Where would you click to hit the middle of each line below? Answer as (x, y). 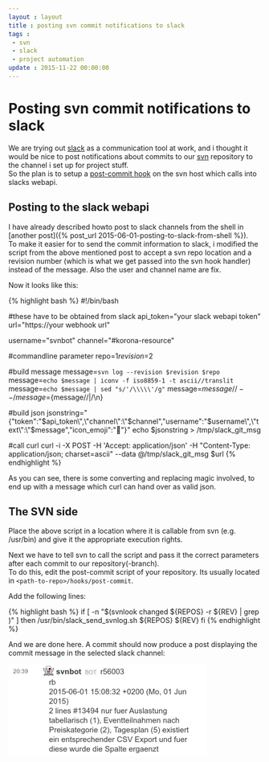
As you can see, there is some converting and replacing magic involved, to (132, 477)
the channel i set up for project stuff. (69, 165)
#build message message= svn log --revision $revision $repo (114, 371)
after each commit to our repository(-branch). (84, 563)
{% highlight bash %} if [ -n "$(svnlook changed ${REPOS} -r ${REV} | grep (134, 612)
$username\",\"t (233, 421)
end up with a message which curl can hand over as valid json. (112, 486)
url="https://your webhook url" (59, 325)
